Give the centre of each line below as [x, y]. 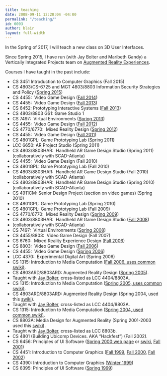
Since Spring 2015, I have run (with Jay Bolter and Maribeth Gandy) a [76, 57]
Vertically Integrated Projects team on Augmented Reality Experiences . [78, 62]
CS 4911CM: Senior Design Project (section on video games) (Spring [82, 193]
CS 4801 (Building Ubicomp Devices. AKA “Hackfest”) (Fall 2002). [80, 336]
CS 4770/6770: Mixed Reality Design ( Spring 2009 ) [66, 214]
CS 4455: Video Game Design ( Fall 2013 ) [55, 103]
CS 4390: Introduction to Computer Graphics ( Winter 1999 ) [73, 363]
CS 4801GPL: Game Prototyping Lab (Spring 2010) [64, 203]
